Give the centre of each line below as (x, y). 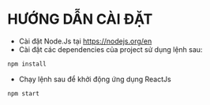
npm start (24, 93)
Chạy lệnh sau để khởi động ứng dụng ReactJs (95, 79)
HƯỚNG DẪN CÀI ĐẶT (80, 19)
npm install (27, 64)
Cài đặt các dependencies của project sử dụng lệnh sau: (111, 49)
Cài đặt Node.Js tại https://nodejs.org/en (85, 41)
